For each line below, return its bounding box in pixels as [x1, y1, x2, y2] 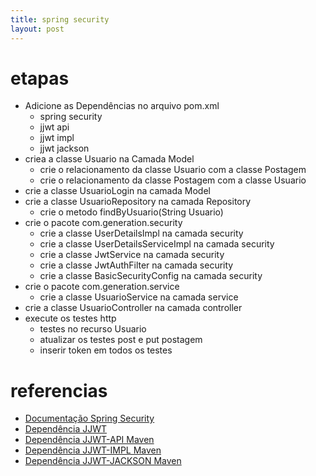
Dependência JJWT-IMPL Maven [24, 444, 162, 456]
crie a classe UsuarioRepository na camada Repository [24, 196, 252, 208]
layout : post [10, 24, 65, 34]
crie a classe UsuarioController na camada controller [24, 302, 243, 314]
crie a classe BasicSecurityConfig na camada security [39, 270, 263, 282]
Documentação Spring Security [24, 412, 155, 425]
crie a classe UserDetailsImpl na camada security [39, 227, 244, 240]
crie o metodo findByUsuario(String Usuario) [39, 206, 224, 218]
